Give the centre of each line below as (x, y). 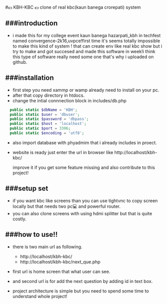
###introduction (31, 23)
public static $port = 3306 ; (40, 128)
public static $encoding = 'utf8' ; (47, 133)
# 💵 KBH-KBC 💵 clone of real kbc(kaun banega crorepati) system (73, 7)
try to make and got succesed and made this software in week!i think (84, 51)
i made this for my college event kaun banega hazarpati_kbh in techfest (87, 35)
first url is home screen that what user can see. (61, 271)
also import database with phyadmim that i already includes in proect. (85, 142)
